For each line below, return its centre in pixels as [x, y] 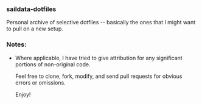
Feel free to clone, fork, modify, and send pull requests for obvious [99, 76]
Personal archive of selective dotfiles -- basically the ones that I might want [101, 23]
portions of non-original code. [53, 64]
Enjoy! [23, 94]
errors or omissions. [40, 82]
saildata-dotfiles [31, 9]
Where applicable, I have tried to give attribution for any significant [99, 58]
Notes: [16, 44]
